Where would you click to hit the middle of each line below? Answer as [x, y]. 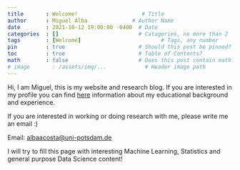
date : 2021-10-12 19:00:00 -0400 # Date [83, 27]
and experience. [31, 102]
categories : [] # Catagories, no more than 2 [118, 34]
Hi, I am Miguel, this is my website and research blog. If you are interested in [120, 87]
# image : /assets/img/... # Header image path [106, 67]
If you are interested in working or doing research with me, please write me [118, 116]
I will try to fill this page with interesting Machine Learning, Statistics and [114, 151]
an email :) [23, 123]
